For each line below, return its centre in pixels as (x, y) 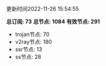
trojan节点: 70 (32, 34)
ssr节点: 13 (28, 49)
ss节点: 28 (28, 57)
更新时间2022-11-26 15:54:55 (43, 9)
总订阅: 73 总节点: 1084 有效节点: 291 (53, 22)
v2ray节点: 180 (34, 42)
